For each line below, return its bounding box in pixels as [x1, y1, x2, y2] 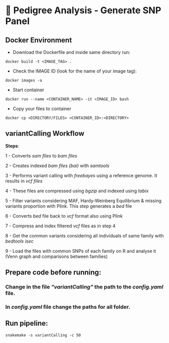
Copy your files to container [12, 105, 71, 112]
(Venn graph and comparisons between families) [5, 253, 108, 259]
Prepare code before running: [5, 268, 102, 277]
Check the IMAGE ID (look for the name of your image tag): [12, 68, 137, 74]
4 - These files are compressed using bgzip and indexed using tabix [5, 188, 149, 194]
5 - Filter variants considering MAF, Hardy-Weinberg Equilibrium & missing [5, 197, 162, 203]
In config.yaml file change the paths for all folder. [5, 303, 131, 310]
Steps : [5, 143, 19, 149]
